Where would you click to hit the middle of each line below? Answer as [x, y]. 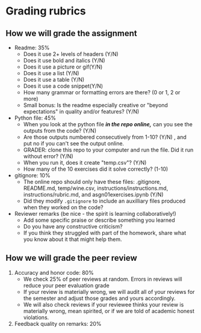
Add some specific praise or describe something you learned [99, 220]
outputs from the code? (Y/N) [60, 131]
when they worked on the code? [63, 207]
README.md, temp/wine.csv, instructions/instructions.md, [96, 188]
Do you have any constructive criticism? [73, 226]
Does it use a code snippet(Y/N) [63, 86]
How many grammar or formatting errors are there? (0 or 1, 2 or [102, 92]
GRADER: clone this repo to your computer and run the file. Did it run [108, 150]
